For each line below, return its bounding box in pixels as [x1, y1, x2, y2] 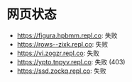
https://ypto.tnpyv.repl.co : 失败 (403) [16, 57, 126, 66]
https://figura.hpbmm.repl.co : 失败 [16, 31, 118, 40]
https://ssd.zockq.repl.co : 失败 [16, 66, 107, 75]
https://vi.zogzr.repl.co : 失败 [16, 49, 100, 57]
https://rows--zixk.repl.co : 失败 [16, 40, 109, 48]
